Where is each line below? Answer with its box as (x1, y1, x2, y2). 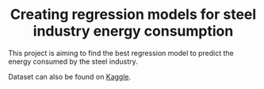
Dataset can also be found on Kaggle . (8, 72, 132, 81)
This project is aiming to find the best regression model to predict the (8, 48, 234, 57)
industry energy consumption (33, 22, 234, 40)
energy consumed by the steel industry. (8, 57, 139, 66)
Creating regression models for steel (10, 6, 257, 24)
